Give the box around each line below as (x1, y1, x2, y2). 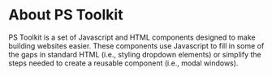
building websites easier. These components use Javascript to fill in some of (8, 40, 265, 50)
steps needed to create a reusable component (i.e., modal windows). (8, 58, 239, 68)
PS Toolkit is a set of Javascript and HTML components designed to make (8, 32, 256, 42)
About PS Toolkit (8, 6, 123, 24)
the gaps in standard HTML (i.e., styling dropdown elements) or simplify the (8, 49, 261, 59)
